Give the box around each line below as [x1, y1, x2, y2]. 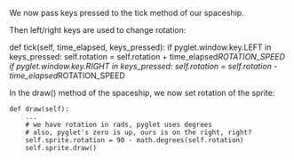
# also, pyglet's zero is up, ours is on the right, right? [25, 128, 252, 137]
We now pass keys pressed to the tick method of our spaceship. [9, 8, 244, 18]
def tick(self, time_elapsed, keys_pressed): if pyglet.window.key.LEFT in [9, 42, 272, 52]
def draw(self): [9, 105, 69, 114]
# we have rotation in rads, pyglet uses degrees [25, 120, 213, 129]
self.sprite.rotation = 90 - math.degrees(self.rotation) [25, 136, 244, 145]
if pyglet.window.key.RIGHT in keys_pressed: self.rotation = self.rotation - [9, 61, 278, 71]
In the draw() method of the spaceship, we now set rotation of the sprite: [9, 88, 275, 98]
